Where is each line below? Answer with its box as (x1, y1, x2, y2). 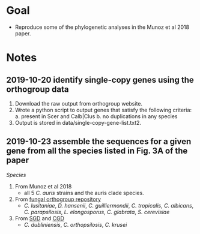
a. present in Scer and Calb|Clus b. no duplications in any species (14, 112, 178, 120)
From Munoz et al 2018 (14, 182, 72, 190)
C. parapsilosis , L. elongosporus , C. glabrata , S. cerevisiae (23, 208, 170, 215)
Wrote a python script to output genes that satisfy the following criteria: (14, 106, 192, 113)
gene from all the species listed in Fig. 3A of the (6, 146, 188, 156)
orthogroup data (6, 84, 69, 94)
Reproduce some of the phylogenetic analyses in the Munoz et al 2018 (14, 23, 190, 31)
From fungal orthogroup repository (14, 196, 101, 203)
